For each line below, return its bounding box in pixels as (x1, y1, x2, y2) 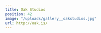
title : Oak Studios (5, 7, 46, 12)
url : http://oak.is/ (5, 20, 48, 26)
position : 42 (5, 12, 32, 16)
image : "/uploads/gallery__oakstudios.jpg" (5, 16, 97, 21)
